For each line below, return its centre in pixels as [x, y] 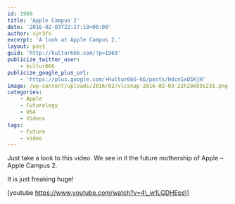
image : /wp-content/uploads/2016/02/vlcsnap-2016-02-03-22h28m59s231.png [118, 86]
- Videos [33, 118]
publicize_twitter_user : [44, 60]
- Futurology [39, 106]
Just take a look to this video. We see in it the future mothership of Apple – [115, 158]
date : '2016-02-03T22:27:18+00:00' [59, 27]
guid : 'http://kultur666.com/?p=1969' [64, 53]
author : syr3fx [30, 33]
